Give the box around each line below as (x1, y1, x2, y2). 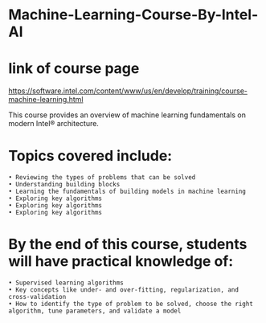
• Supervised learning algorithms (8, 279, 125, 287)
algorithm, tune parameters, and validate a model (8, 307, 182, 315)
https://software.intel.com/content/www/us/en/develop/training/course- (8, 86, 248, 96)
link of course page (8, 59, 140, 78)
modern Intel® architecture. (8, 119, 99, 129)
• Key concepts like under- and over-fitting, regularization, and (8, 286, 239, 294)
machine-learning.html (8, 95, 84, 104)
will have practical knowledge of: (8, 252, 234, 271)
